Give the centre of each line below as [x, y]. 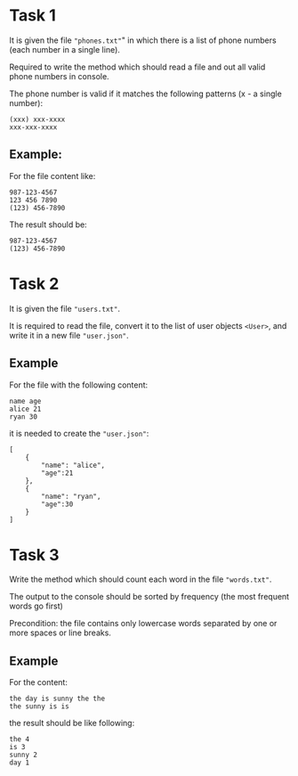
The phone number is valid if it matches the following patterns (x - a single [145, 94]
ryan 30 [24, 417]
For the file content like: [52, 176]
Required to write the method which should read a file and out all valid [137, 67]
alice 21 [25, 409]
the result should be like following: [72, 723]
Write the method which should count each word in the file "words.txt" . [141, 579]
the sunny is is [39, 707]
